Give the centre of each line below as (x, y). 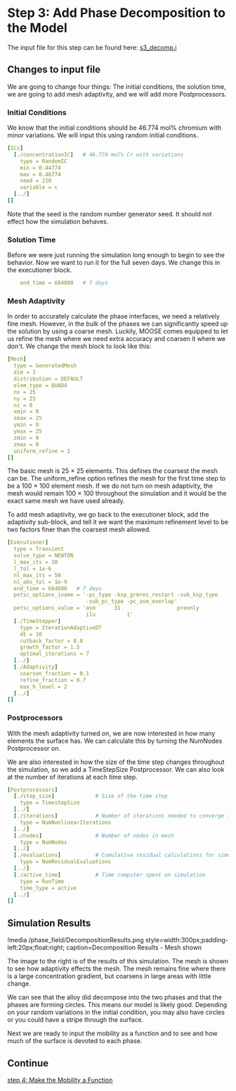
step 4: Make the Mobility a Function (60, 1080)
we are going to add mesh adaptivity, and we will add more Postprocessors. (117, 94)
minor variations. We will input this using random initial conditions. (103, 135)
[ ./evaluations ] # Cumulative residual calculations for (114, 855)
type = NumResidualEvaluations (66, 862)
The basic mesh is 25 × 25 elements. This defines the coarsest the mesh (112, 471)
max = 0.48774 (40, 174)
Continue (28, 1063)
